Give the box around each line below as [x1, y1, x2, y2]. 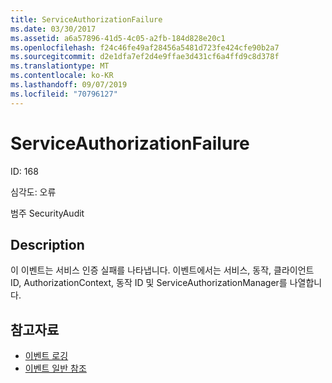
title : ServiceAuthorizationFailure [10, 14, 163, 25]
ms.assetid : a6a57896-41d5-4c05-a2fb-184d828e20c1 [10, 33, 226, 43]
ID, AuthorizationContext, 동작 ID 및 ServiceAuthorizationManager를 [10, 277, 288, 289]
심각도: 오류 [10, 186, 57, 198]
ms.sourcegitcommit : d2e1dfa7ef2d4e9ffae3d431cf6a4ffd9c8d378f [10, 52, 280, 62]
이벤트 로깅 [24, 350, 69, 362]
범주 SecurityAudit [10, 207, 85, 219]
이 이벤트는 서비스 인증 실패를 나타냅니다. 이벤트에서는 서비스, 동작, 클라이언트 [10, 264, 315, 276]
